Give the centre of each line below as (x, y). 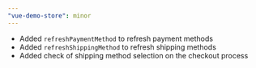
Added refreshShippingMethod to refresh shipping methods (117, 47)
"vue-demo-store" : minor (49, 16)
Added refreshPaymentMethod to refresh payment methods (116, 38)
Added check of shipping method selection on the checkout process (134, 55)
